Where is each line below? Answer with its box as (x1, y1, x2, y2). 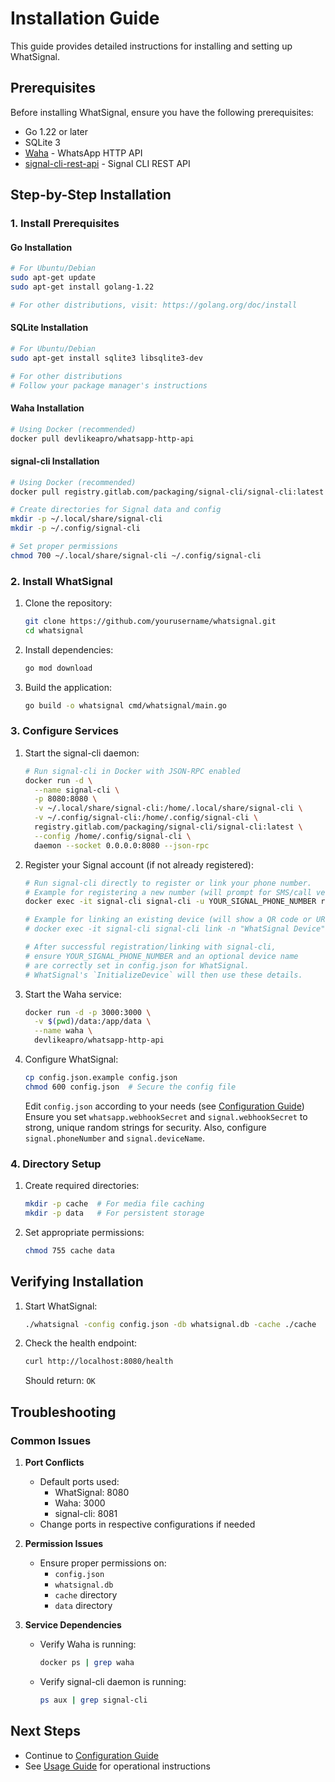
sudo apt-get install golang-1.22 (10, 282, 155, 292)
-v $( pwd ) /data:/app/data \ (34, 1017, 152, 1027)
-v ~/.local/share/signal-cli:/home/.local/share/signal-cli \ (34, 803, 303, 814)
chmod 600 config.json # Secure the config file (24, 1082, 237, 1092)
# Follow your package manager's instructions (10, 380, 208, 391)
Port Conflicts (24, 1457, 85, 1469)
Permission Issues (24, 1538, 104, 1550)
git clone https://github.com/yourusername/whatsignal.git (24, 617, 277, 627)
